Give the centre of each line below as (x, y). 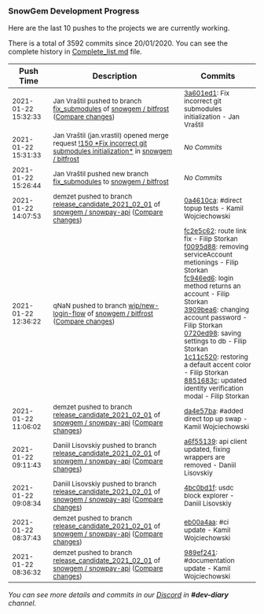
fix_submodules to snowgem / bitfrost (111, 182)
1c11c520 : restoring (216, 357)
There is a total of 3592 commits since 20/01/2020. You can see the (118, 43)
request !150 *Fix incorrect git (100, 144)
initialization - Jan (212, 117)
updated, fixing (207, 449)
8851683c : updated (216, 381)
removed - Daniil (210, 465)
